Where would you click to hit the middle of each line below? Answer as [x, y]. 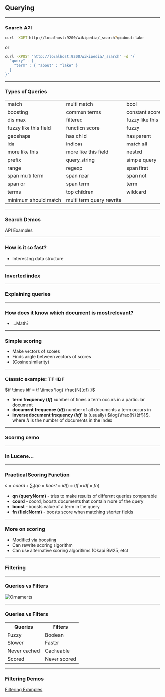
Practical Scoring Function [37, 475]
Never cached [24, 651]
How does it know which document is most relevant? [69, 313]
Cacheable [57, 651]
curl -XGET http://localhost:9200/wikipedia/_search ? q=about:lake [74, 38]
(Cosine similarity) [30, 362]
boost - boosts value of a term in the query [56, 506]
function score [83, 128]
